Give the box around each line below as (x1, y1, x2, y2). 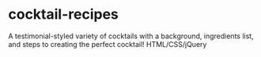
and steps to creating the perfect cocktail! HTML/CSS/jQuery (8, 39, 207, 48)
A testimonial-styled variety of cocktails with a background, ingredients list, (8, 31, 255, 41)
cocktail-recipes (8, 5, 119, 23)
